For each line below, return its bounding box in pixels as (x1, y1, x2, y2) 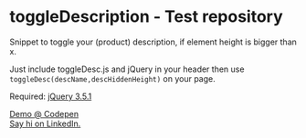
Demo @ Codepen (9, 108, 79, 119)
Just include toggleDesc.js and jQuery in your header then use (9, 64, 245, 74)
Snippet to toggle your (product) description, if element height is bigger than (9, 36, 297, 47)
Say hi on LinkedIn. (9, 118, 81, 129)
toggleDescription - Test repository (9, 6, 283, 27)
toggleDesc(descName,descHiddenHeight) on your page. (9, 73, 216, 84)
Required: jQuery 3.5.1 (9, 91, 92, 102)
